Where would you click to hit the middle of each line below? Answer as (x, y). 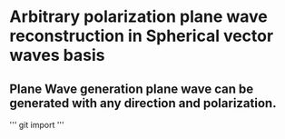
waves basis (57, 55)
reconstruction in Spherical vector (142, 36)
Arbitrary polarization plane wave (138, 17)
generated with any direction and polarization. (143, 103)
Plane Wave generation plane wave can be (132, 89)
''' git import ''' (37, 125)
